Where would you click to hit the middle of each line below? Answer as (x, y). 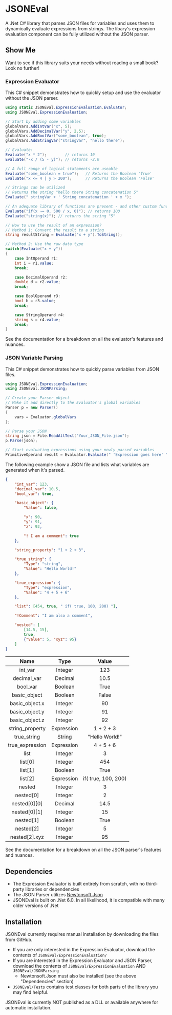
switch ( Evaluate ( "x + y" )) (34, 249)
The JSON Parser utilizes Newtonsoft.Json (58, 895)
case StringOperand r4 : (40, 315)
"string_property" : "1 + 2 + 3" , (50, 550)
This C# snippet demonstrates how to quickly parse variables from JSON (82, 369)
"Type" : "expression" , (48, 587)
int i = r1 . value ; (34, 263)
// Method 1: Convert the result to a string (55, 230)
